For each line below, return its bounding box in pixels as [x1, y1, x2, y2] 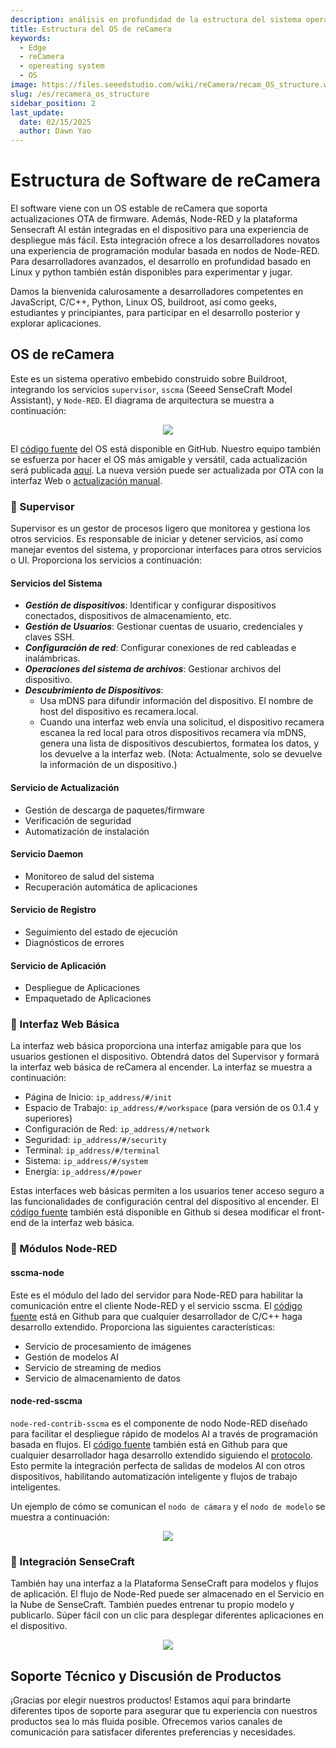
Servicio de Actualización [10, 781, 120, 793]
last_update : [10, 107, 65, 118]
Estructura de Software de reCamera [10, 169, 322, 192]
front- [301, 1206, 326, 1218]
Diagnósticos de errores [24, 936, 125, 948]
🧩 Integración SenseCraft [10, 1554, 135, 1568]
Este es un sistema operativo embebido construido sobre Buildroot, [10, 372, 288, 385]
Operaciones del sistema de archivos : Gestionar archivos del [24, 663, 282, 675]
